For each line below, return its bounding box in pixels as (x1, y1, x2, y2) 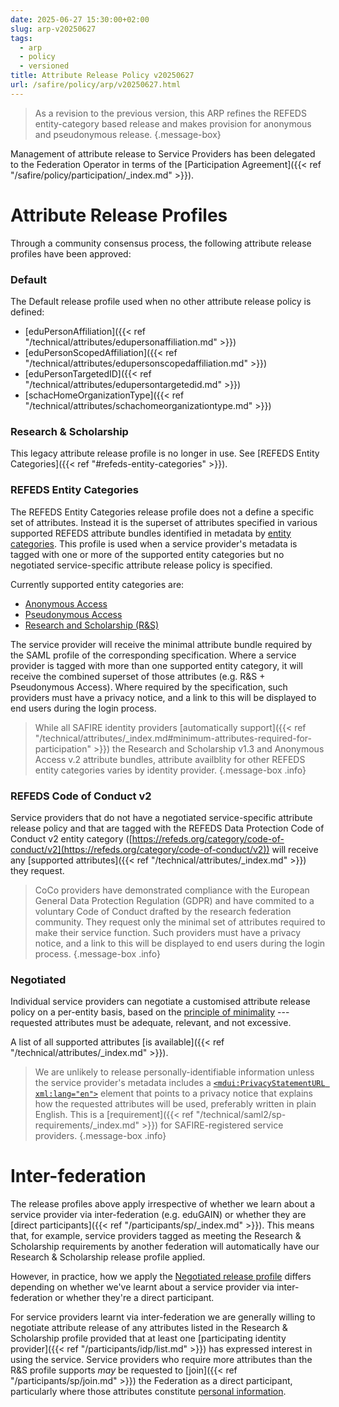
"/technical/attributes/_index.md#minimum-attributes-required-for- (34, 732, 313, 744)
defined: (10, 306, 45, 318)
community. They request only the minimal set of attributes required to (34, 916, 326, 928)
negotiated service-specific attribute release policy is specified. (10, 559, 273, 571)
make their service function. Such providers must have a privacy (34, 926, 302, 938)
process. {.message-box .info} (34, 947, 161, 960)
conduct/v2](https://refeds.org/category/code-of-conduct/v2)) (10, 843, 270, 855)
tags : (10, 33, 33, 43)
